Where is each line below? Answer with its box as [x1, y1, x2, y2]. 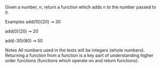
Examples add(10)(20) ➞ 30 [5, 19, 61, 24]
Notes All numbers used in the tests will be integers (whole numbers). [5, 47, 145, 53]
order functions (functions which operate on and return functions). [5, 58, 139, 63]
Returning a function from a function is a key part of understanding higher [5, 52, 154, 58]
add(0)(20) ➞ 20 [5, 28, 39, 34]
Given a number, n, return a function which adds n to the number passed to [5, 4, 156, 10]
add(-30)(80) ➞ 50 [5, 38, 43, 44]
